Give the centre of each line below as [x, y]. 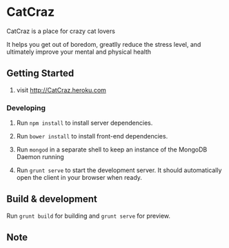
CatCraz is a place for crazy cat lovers [61, 31]
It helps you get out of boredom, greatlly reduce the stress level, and [104, 44]
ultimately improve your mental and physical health [79, 52]
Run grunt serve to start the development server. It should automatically [119, 170]
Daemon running [40, 157]
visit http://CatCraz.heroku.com [61, 90]
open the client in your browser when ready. [79, 178]
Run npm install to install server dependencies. [84, 123]
